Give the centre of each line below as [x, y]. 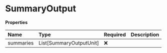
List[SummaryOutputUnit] [68, 43]
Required [115, 34]
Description [145, 34]
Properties [16, 22]
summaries [21, 43]
